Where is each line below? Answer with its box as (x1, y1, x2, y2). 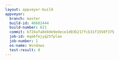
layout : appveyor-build (5, 7, 54, 12)
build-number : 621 (9, 25, 47, 30)
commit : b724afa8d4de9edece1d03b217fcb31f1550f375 (9, 30, 115, 34)
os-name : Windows (9, 43, 45, 48)
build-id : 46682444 (9, 20, 49, 26)
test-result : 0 (9, 47, 40, 52)
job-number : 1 (9, 39, 38, 44)
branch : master (9, 16, 40, 21)
